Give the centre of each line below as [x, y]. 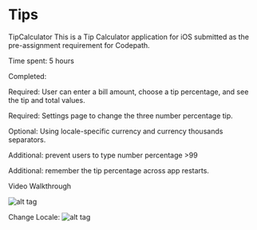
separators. [27, 139]
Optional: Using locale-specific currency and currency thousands [116, 131]
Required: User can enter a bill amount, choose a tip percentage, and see [128, 91]
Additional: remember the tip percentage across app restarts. [109, 170]
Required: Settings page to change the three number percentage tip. [121, 115]
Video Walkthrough [40, 186]
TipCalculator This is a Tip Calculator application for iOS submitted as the [129, 37]
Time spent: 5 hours [41, 61]
